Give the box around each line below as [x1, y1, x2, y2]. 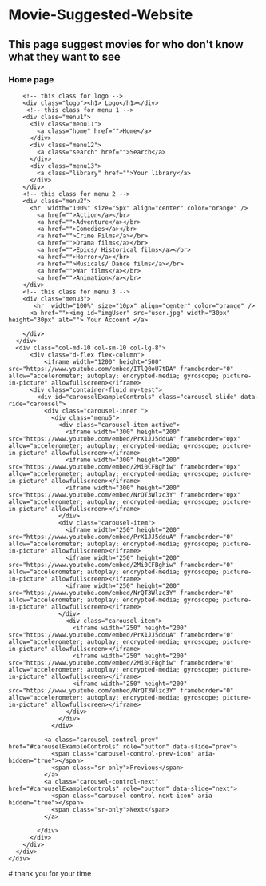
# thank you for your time [8, 868, 92, 878]
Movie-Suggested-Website [8, 6, 193, 24]
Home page [8, 74, 54, 85]
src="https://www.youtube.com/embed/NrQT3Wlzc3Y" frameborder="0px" [8, 490, 241, 499]
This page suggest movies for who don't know [8, 38, 244, 51]
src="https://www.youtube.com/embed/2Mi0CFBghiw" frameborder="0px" [8, 462, 241, 471]
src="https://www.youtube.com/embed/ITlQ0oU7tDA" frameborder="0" [8, 365, 234, 373]
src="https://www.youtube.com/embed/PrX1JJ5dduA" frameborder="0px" [8, 434, 241, 443]
